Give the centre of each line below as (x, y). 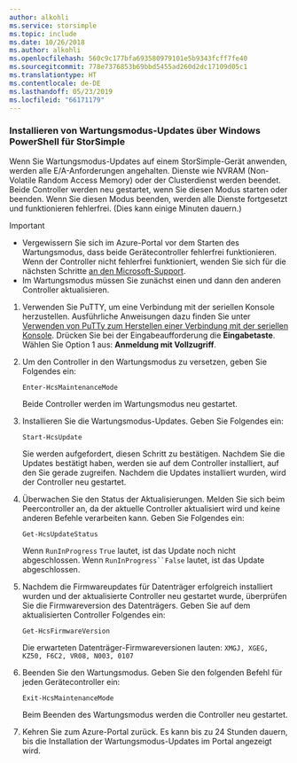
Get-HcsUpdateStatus (60, 534)
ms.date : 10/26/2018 (47, 42)
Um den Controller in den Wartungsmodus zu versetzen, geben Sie (145, 362)
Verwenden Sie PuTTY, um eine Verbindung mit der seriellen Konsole (148, 307)
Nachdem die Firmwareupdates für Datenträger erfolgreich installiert (147, 587)
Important (27, 225)
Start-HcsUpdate (52, 437)
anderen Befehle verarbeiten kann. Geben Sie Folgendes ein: (133, 518)
